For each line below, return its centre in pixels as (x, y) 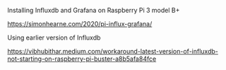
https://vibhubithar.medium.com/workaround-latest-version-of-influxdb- (113, 51)
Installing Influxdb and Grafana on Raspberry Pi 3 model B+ (94, 10)
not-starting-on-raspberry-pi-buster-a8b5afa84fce (82, 59)
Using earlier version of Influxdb (54, 37)
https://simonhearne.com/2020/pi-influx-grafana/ (80, 24)
